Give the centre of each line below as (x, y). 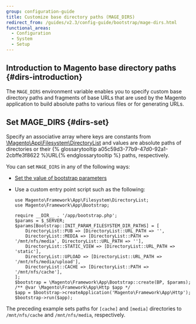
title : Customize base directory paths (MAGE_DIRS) (70, 17)
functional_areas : (28, 28)
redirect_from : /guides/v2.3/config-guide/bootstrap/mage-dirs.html (92, 22)
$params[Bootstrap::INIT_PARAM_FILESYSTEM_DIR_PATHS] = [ (87, 226)
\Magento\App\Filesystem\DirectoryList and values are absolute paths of (94, 143)
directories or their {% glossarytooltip (52, 149)
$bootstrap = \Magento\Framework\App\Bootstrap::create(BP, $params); (103, 282)
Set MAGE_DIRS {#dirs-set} (58, 122)
